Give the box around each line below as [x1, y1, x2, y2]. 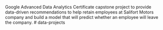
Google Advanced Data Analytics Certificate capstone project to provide [5, 4, 151, 10]
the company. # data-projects [5, 19, 65, 25]
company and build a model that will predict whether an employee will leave [5, 15, 159, 20]
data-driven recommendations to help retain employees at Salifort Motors [5, 9, 154, 15]
